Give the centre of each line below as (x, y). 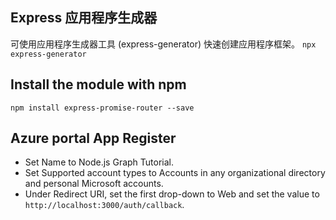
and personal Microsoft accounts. (94, 184)
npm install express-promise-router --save (102, 108)
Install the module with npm (98, 84)
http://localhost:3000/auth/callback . (104, 205)
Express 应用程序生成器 (84, 18)
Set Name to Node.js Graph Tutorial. (99, 162)
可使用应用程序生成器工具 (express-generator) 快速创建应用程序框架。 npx (163, 44)
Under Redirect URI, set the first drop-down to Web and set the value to (172, 194)
